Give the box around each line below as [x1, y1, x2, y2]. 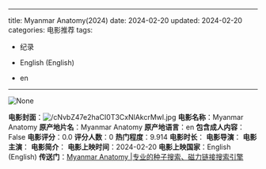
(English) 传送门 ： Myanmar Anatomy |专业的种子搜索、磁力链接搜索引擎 [8, 152, 244, 161]
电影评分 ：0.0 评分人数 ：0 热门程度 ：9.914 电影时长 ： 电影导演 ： [27, 133, 241, 141]
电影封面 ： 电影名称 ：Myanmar [8, 113, 244, 121]
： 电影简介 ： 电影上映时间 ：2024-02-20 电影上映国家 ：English [22, 142, 231, 152]
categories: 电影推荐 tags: [8, 25, 93, 34]
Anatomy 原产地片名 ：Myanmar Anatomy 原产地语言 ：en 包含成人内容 [8, 122, 238, 132]
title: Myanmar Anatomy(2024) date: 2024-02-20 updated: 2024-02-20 [8, 16, 243, 25]
